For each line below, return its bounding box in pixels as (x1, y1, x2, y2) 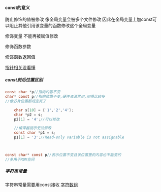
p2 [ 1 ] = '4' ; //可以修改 (14, 116, 60, 122)
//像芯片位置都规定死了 (5, 99, 47, 104)
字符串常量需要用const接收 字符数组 (5, 182, 78, 188)
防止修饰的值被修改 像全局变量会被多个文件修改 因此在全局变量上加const (5, 16, 153, 22)
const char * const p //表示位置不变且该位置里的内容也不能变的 (5, 153, 122, 157)
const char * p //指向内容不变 (5, 89, 61, 95)
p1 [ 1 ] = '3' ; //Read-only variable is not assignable (14, 135, 125, 140)
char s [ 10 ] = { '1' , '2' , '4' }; (14, 108, 74, 113)
